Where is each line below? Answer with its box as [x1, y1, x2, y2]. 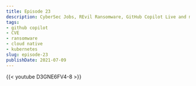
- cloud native [6, 41, 43, 47]
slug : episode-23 [6, 52, 48, 58]
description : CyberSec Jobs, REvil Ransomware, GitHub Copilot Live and [6, 14, 187, 20]
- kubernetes [6, 46, 38, 52]
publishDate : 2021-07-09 [6, 57, 66, 63]
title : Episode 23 [6, 8, 51, 15]
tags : [6, 19, 19, 25]
